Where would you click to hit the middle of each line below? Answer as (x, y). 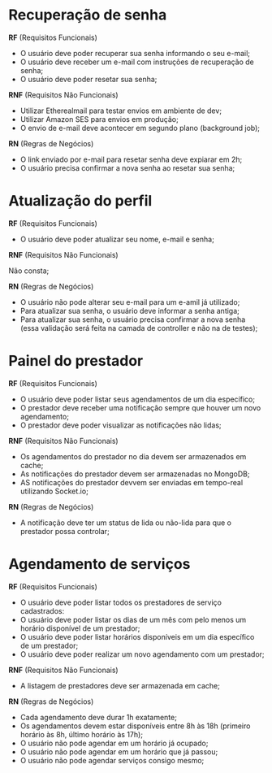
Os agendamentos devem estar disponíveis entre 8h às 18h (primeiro (135, 726)
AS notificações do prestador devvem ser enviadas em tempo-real (132, 482)
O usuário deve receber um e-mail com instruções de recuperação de (137, 62)
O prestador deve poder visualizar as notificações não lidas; (121, 425)
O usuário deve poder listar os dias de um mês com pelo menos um (133, 619)
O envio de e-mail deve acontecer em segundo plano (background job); (140, 128)
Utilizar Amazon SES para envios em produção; (99, 119)
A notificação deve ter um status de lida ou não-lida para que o (125, 523)
